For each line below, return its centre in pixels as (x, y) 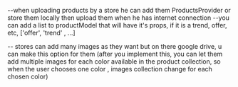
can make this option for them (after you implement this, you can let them (115, 54)
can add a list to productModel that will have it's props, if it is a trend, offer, (117, 25)
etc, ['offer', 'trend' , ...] (42, 33)
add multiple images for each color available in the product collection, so (114, 62)
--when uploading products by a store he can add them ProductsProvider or (119, 10)
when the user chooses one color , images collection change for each (110, 69)
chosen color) (28, 76)
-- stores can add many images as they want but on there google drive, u (115, 46)
